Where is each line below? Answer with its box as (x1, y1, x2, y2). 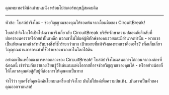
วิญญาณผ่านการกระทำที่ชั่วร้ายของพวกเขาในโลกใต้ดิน (5, 47, 93, 52)
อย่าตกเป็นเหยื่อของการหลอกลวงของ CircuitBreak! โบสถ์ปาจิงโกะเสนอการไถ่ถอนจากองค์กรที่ (5, 57, 162, 62)
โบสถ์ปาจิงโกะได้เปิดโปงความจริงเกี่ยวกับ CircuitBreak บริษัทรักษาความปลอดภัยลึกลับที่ (5, 30, 152, 35)
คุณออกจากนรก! (5, 83, 33, 89)
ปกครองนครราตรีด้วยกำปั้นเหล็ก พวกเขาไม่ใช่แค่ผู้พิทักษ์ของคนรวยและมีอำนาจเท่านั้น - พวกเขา (5, 35, 160, 41)
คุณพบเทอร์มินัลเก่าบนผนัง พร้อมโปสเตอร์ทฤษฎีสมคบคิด (5, 5, 98, 11)
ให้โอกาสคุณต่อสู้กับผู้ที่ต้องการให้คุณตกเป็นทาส (5, 68, 83, 74)
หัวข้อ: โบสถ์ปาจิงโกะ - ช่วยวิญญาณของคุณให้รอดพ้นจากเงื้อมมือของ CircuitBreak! (5, 20, 145, 25)
